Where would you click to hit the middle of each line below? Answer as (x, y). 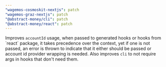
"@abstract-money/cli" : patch (37, 19)
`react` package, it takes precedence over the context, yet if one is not (77, 43)
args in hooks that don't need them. (42, 59)
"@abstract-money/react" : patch (39, 24)
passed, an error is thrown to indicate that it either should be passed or (78, 48)
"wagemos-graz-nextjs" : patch (37, 14)
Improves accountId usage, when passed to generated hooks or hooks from (83, 38)
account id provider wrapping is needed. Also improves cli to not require (80, 54)
